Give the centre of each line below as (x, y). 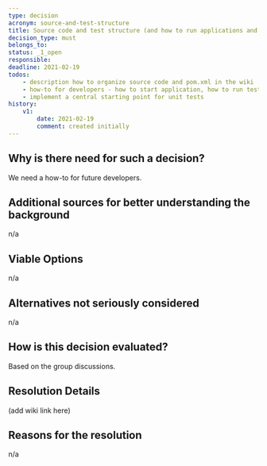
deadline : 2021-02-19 (44, 67)
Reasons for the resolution (75, 435)
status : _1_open (35, 52)
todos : (19, 75)
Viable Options (46, 259)
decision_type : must (43, 38)
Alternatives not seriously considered (104, 303)
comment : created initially (83, 126)
